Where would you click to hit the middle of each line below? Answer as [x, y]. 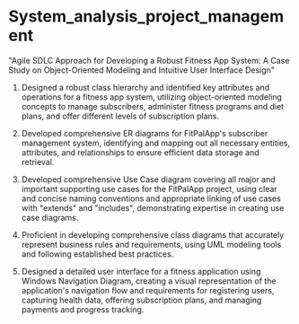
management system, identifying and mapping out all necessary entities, [156, 143]
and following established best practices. [97, 254]
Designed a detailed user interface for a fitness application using [141, 271]
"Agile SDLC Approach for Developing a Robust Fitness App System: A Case [149, 60]
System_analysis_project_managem [146, 17]
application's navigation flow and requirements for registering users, [148, 290]
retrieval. [38, 162]
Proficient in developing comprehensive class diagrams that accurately [153, 234]
